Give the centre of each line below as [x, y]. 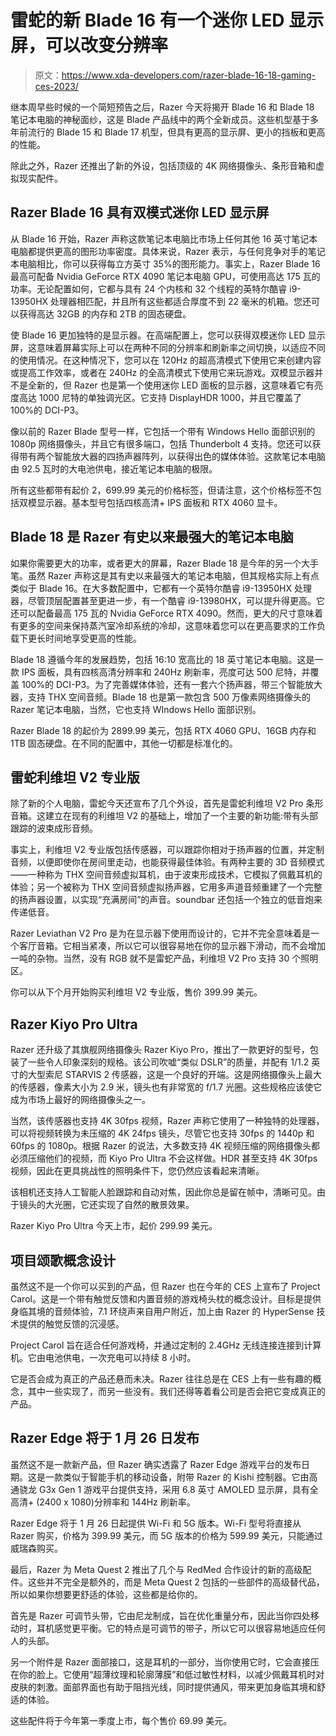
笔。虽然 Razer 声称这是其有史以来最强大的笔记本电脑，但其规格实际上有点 [165, 575]
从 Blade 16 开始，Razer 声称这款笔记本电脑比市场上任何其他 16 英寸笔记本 [164, 238]
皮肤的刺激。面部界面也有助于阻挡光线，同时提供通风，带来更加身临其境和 [163, 1687]
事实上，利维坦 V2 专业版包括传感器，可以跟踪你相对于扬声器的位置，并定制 [167, 850]
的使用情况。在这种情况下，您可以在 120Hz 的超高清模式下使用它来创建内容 [166, 360]
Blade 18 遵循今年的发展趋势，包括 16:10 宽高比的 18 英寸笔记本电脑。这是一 [167, 659]
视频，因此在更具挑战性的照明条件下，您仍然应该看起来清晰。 [137, 1171]
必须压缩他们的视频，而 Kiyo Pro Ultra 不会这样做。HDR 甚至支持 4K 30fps [164, 1158]
